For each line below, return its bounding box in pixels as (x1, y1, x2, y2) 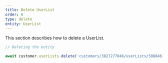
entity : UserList (5, 21, 41, 26)
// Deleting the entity (5, 44, 55, 50)
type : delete (5, 16, 32, 21)
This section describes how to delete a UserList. (5, 35, 105, 41)
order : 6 (5, 12, 23, 17)
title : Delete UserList (5, 7, 55, 12)
